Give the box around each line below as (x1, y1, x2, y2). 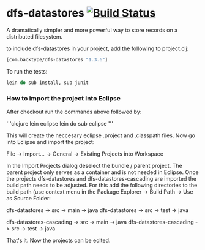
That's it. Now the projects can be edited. (6, 237, 111, 244)
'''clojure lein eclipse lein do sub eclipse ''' (6, 119, 113, 127)
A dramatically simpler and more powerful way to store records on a (6, 26, 178, 34)
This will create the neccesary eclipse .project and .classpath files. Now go (6, 132, 196, 139)
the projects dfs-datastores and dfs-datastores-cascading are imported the (6, 175, 197, 182)
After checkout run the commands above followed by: (6, 108, 142, 115)
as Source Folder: (6, 194, 51, 202)
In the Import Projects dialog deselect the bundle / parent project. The (6, 162, 182, 169)
